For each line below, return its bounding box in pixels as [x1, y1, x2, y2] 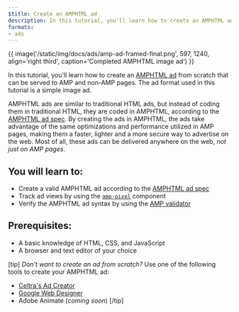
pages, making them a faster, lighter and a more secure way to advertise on [8, 130, 229, 138]
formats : [8, 23, 34, 30]
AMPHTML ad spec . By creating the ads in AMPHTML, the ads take [8, 115, 205, 123]
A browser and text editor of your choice [18, 246, 138, 255]
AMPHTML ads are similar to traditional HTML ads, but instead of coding [8, 100, 221, 108]
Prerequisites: [8, 220, 72, 232]
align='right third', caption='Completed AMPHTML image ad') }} [8, 57, 194, 66]
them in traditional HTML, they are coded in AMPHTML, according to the [8, 107, 220, 116]
